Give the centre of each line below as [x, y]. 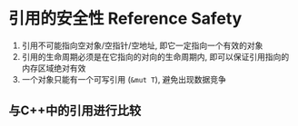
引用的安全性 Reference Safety [125, 19]
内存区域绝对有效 [54, 68]
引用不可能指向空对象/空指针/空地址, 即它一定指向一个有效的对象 [142, 45]
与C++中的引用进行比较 [75, 111]
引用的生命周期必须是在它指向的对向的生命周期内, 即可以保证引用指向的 [155, 56]
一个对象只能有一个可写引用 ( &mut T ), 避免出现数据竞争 [124, 79]
